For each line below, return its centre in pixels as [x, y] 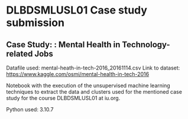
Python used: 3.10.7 [30, 109]
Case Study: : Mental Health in [63, 44]
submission [35, 23]
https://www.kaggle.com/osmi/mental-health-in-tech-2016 [78, 74]
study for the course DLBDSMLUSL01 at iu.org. [63, 98]
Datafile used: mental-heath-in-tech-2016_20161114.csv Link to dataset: [93, 68]
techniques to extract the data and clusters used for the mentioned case [94, 92]
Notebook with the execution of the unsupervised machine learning [88, 85]
